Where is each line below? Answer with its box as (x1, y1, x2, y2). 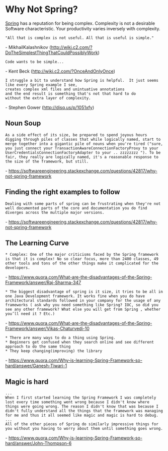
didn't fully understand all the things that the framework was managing (5, 409, 163, 414)
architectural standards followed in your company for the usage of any (5, 298, 161, 303)
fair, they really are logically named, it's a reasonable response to (5, 154, 158, 159)
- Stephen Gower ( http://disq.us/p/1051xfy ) (5, 104, 95, 110)
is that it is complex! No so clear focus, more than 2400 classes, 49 (5, 256, 158, 262)
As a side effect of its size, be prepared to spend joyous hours (5, 132, 147, 137)
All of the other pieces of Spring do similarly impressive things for (5, 422, 158, 427)
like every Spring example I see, (5, 82, 78, 87)
